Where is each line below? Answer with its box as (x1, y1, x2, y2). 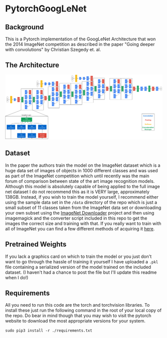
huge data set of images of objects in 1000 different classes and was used (5, 167, 158, 173)
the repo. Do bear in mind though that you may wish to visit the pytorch (5, 313, 152, 319)
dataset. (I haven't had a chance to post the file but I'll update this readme (5, 269, 157, 275)
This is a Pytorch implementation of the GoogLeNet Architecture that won (5, 36, 156, 42)
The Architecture (5, 61, 60, 70)
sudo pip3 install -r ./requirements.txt (5, 328, 93, 334)
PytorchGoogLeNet (5, 3, 87, 14)
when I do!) (5, 274, 28, 280)
